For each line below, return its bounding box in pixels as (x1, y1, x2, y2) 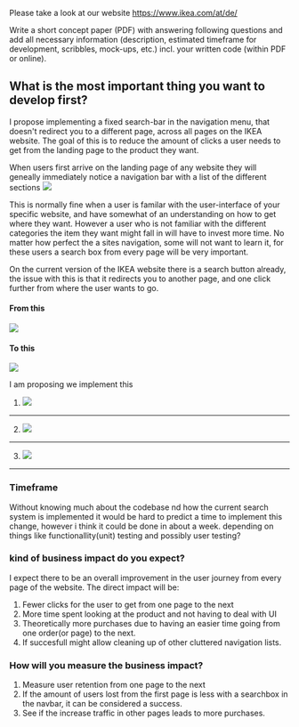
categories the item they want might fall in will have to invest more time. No (9, 227, 285, 238)
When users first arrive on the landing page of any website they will (9, 162, 257, 173)
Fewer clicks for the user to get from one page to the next (21, 599, 234, 610)
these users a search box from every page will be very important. (9, 246, 249, 257)
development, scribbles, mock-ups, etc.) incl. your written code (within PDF (9, 44, 287, 54)
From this (9, 303, 45, 314)
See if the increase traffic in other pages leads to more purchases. (21, 707, 265, 719)
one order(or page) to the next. (21, 627, 136, 638)
